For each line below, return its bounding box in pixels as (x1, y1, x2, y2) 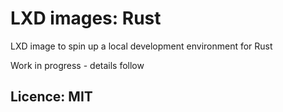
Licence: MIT (10, 88, 93, 106)
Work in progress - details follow (10, 59, 145, 71)
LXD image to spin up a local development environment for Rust (10, 40, 273, 52)
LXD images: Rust (10, 7, 162, 30)
